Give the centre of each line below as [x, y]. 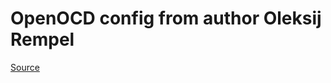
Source [25, 67]
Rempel [42, 39]
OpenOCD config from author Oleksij [166, 18]
